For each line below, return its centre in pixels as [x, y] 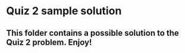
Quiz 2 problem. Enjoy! [49, 42]
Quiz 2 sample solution [64, 11]
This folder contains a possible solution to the [93, 33]
